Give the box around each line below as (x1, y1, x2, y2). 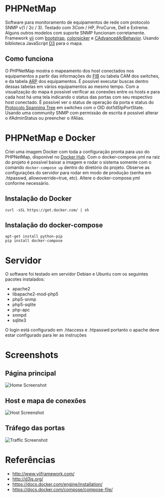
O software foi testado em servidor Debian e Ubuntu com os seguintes (5, 271, 149, 277)
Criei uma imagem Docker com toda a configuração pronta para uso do (5, 149, 150, 155)
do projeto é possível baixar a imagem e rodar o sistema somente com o (5, 159, 152, 165)
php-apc (12, 307, 31, 313)
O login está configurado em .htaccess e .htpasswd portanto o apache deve (5, 327, 160, 333)
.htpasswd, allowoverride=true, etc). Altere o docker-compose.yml (5, 175, 140, 181)
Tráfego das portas (5, 424, 65, 432)
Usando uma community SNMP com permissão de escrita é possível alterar (5, 110, 159, 116)
